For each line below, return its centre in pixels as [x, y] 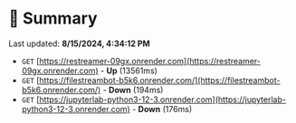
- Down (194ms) [133, 90]
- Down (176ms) [162, 109]
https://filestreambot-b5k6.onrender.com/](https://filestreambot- [160, 80]
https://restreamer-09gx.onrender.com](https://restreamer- [150, 61]
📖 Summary [53, 19]
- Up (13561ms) [129, 71]
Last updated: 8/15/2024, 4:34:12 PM [79, 43]
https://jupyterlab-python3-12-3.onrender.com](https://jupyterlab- [163, 99]
